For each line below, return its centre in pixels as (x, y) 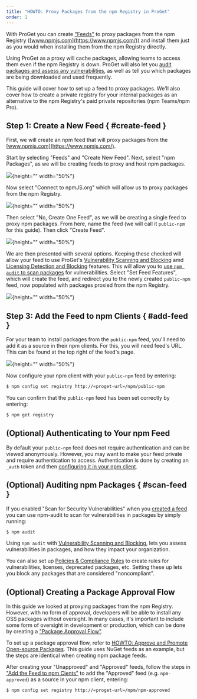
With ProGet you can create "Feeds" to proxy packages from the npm (91, 34)
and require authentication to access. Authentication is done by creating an (97, 460)
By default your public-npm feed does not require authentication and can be (98, 448)
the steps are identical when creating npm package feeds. (77, 656)
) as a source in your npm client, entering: (78, 679)
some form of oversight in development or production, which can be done (96, 625)
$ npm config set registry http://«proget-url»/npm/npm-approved (88, 690)
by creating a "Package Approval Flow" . (55, 632)
